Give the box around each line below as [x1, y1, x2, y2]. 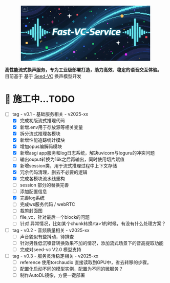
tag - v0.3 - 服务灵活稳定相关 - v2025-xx [12, 253, 98, 259]
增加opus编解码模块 [19, 143, 62, 149]
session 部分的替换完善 [19, 182, 69, 188]
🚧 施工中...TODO [5, 93, 75, 105]
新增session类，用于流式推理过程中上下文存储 [19, 162, 117, 168]
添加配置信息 [19, 188, 47, 195]
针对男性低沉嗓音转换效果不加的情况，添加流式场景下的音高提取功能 [19, 240, 164, 246]
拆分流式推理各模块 [19, 130, 61, 137]
